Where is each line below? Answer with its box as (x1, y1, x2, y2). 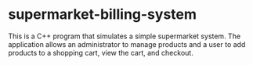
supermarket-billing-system (8, 5, 197, 23)
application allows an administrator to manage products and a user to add (8, 39, 246, 49)
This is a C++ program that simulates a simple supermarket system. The (8, 31, 241, 41)
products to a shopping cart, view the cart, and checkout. (8, 48, 193, 57)
